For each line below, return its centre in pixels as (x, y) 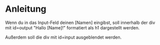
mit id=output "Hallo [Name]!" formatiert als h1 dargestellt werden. (72, 27)
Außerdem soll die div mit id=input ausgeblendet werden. (63, 37)
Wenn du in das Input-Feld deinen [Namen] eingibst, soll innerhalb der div (80, 22)
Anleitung (26, 9)
